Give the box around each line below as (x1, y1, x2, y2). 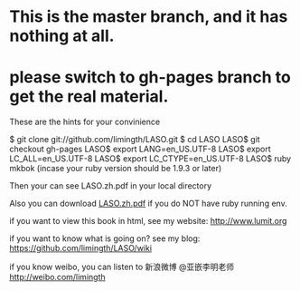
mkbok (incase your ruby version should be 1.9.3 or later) (9, 163, 222, 174)
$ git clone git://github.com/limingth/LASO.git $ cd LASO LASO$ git (9, 134, 260, 145)
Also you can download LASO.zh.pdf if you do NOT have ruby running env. (9, 198, 287, 209)
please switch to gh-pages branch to (9, 67, 291, 88)
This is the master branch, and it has (9, 6, 288, 27)
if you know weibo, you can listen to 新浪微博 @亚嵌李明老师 (9, 261, 235, 273)
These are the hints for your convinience (9, 116, 161, 128)
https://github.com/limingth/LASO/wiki (9, 243, 152, 254)
